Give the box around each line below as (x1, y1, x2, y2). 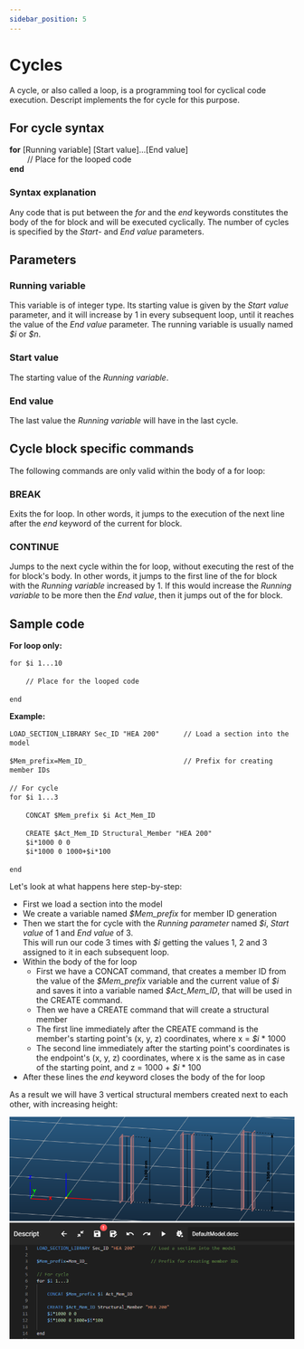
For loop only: (9, 641, 62, 651)
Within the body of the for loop (22, 956, 138, 967)
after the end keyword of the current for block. (9, 518, 183, 529)
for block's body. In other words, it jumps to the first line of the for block (9, 571, 278, 582)
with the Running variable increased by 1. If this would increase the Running (9, 580, 292, 592)
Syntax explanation (9, 186, 97, 199)
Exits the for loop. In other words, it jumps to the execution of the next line (9, 508, 285, 519)
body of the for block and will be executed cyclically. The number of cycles (9, 216, 290, 227)
